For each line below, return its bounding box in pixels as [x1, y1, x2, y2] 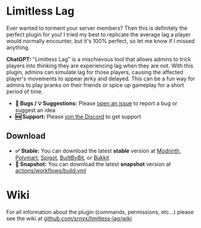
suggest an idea [15, 106, 56, 114]
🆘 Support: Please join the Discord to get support [15, 112, 141, 120]
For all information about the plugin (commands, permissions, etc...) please [6, 208, 194, 215]
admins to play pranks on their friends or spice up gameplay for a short [6, 81, 184, 89]
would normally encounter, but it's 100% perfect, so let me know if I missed [6, 37, 195, 44]
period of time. [6, 88, 44, 95]
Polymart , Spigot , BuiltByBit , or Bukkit [15, 154, 109, 161]
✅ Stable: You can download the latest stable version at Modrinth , [15, 147, 182, 154]
